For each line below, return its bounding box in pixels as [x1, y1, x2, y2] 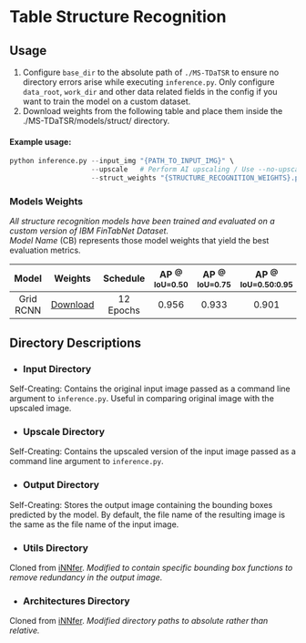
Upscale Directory [22, 426, 106, 439]
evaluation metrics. [9, 244, 81, 256]
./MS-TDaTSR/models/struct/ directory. [22, 116, 170, 126]
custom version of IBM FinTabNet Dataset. [9, 225, 169, 236]
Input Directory [22, 362, 92, 375]
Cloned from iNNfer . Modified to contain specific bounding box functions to [9, 563, 293, 574]
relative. [9, 625, 40, 636]
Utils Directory [22, 541, 89, 554]
